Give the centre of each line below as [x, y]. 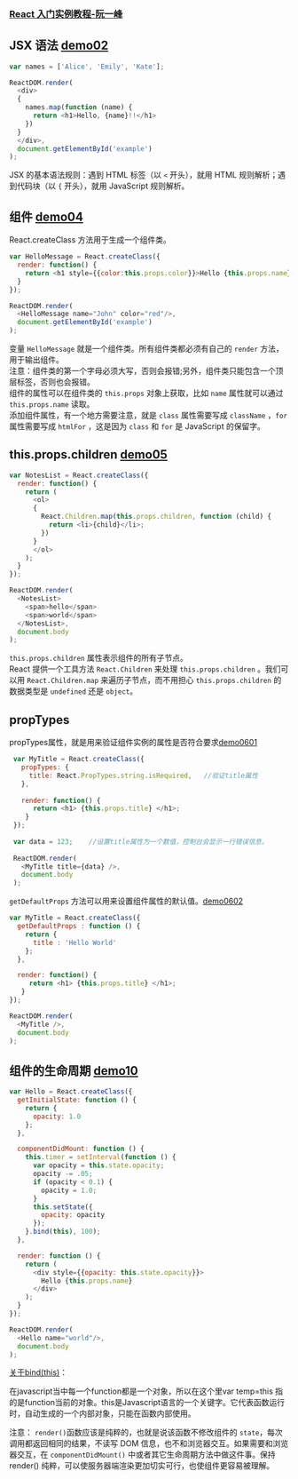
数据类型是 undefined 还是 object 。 [74, 691]
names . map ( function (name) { [79, 107]
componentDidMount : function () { [81, 1149]
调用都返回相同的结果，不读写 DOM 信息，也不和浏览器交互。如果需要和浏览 [149, 1443]
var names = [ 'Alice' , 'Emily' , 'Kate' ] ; [87, 67]
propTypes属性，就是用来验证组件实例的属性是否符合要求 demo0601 [133, 743]
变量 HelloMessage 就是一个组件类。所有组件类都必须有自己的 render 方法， [146, 349]
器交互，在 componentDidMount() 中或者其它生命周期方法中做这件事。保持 [142, 1455]
